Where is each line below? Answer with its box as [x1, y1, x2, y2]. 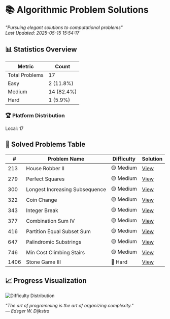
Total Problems [8, 71, 44, 78]
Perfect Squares [26, 175, 65, 182]
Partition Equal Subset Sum [26, 228, 91, 235]
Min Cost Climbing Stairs [26, 249, 85, 256]
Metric [17, 63, 34, 70]
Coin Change [26, 197, 57, 204]
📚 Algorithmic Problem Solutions [5, 4, 149, 16]
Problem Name [48, 155, 85, 162]
